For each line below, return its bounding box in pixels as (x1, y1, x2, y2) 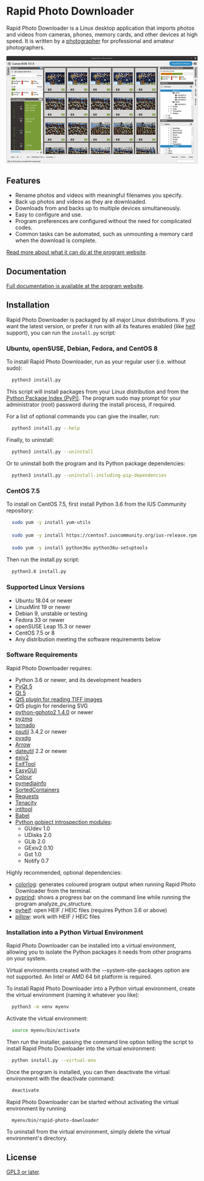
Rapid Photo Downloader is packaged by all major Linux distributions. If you (6, 316, 195, 323)
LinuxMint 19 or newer (15, 603, 71, 610)
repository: (6, 506, 34, 514)
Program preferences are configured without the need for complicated (15, 218, 192, 225)
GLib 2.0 (24, 838, 46, 845)
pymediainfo (15, 779, 47, 787)
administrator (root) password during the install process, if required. (6, 401, 176, 408)
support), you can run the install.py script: (6, 329, 117, 336)
